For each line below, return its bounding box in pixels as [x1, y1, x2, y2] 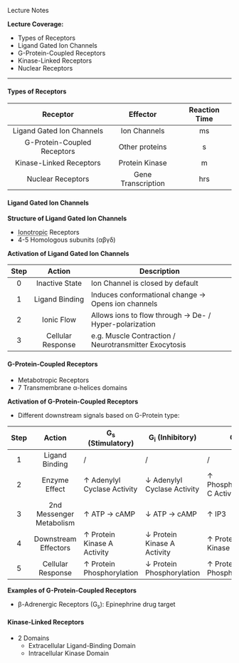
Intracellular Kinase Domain [28, 649, 109, 657]
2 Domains [17, 634, 50, 642]
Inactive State [36, 278, 83, 288]
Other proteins [118, 142, 167, 152]
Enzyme [41, 475, 69, 485]
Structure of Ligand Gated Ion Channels [7, 214, 127, 223]
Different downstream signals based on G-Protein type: [17, 411, 180, 419]
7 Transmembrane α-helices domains [17, 383, 128, 391]
